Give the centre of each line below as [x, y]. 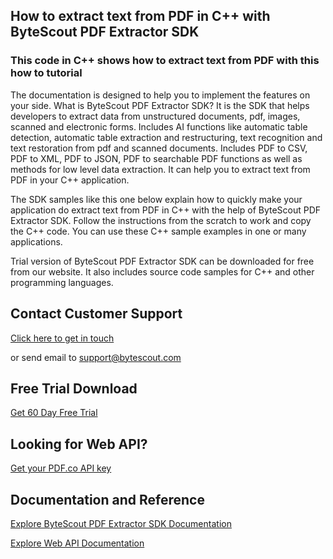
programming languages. [62, 282]
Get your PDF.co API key [61, 468]
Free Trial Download [74, 388]
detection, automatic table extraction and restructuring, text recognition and [166, 137]
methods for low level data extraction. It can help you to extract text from [160, 169]
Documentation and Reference [107, 499]
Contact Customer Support [96, 314]
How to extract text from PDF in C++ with [140, 16]
